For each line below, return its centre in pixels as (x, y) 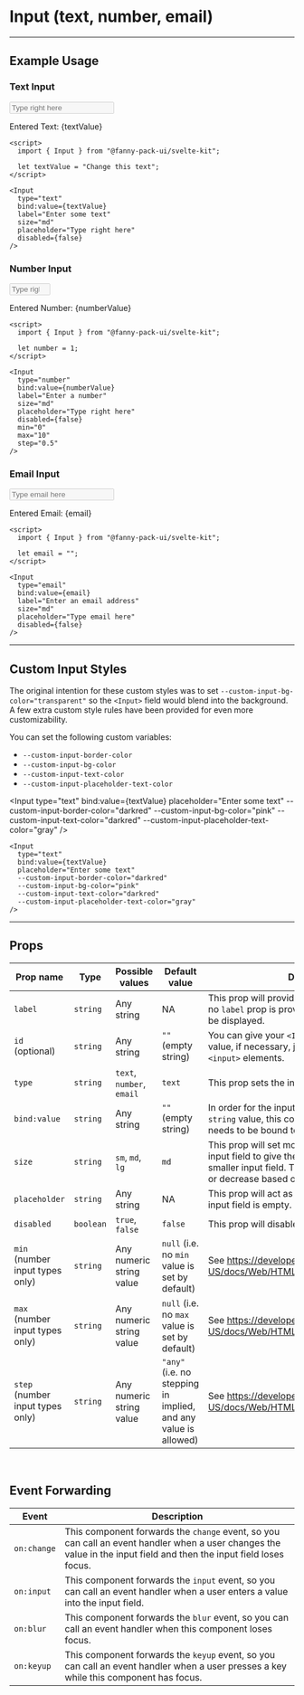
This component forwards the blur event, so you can (177, 1617)
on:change (35, 1548)
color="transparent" (48, 701)
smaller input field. (247, 1167)
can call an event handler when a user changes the (173, 1542)
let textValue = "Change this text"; (89, 166)
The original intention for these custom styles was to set (114, 691)
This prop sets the (246, 1083)
